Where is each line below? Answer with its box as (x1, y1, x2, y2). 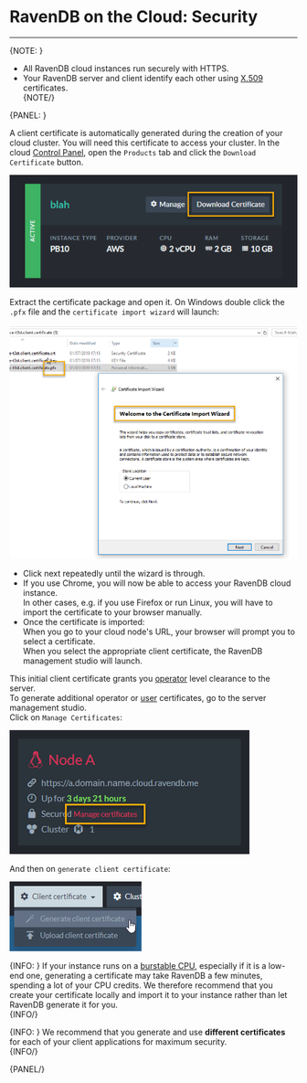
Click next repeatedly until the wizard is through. (22, 568, 206, 579)
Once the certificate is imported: (22, 616, 145, 627)
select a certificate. (22, 635, 96, 646)
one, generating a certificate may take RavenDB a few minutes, (26, 970, 263, 981)
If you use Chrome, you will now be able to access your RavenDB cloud (22, 578, 291, 589)
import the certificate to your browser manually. (22, 606, 203, 618)
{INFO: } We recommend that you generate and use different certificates (9, 1026, 286, 1037)
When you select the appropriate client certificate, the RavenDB (22, 645, 263, 656)
